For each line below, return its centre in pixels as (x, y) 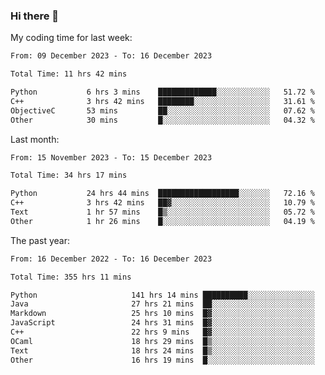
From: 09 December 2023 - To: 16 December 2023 (111, 56)
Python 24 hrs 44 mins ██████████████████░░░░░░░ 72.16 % (162, 194)
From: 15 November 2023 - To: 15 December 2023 (111, 157)
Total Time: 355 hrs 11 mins (71, 277)
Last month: (35, 139)
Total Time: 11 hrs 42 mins (69, 74)
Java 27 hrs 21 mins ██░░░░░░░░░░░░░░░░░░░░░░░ (162, 304)
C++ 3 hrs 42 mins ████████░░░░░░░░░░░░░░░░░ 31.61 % (162, 101)
